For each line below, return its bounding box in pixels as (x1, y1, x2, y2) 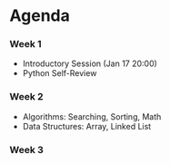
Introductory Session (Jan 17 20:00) (22, 58, 157, 69)
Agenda (9, 5, 70, 26)
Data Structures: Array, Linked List (22, 120, 152, 131)
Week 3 (9, 143, 44, 156)
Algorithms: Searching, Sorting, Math (22, 110, 162, 122)
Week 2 (9, 91, 44, 103)
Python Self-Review (22, 68, 97, 79)
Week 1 (9, 38, 43, 51)
